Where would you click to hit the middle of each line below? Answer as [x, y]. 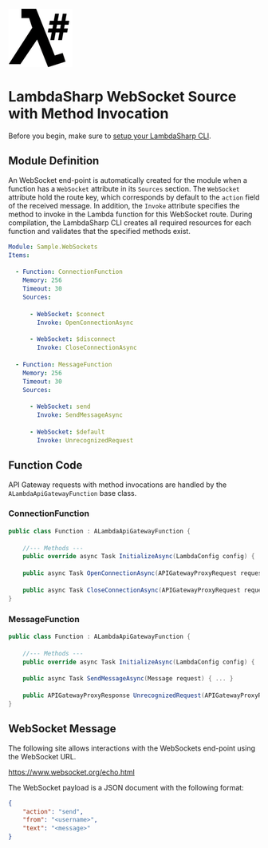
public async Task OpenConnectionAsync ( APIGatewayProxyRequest [130, 573]
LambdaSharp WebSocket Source [122, 97]
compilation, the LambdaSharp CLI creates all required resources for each [130, 222]
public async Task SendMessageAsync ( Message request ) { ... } [128, 679]
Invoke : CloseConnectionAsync [87, 348]
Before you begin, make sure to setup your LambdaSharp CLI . [110, 136]
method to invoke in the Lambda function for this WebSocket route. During [130, 214]
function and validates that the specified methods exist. [100, 231]
